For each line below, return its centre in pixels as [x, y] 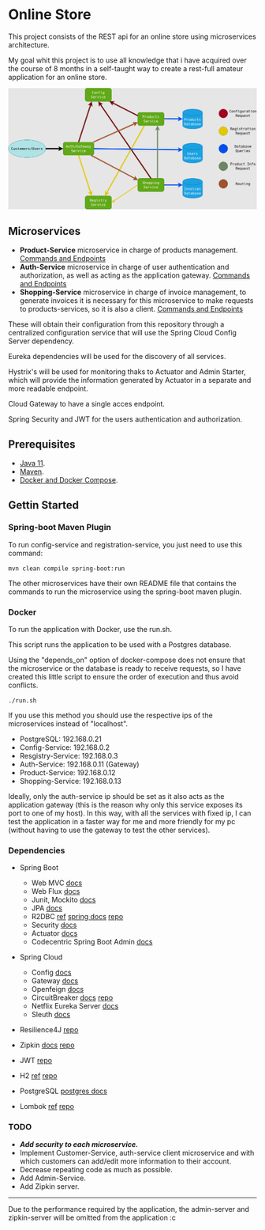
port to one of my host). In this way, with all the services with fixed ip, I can [130, 813]
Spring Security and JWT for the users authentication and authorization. [125, 419]
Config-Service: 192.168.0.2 [65, 747]
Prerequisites [42, 444]
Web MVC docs [57, 883]
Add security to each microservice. [79, 1144]
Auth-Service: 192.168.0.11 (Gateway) [79, 764]
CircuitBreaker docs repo [72, 997]
